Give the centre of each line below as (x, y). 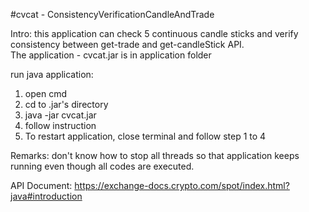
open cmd (45, 93)
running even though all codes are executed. (102, 166)
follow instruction (60, 125)
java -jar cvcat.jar (60, 115)
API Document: (41, 185)
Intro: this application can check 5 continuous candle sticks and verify (154, 33)
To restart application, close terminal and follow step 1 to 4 (145, 136)
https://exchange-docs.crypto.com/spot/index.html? (182, 185)
